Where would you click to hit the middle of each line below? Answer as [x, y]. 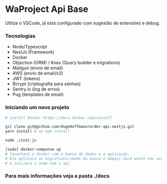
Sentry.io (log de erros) [36, 89]
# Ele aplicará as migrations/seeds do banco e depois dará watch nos [80, 159]
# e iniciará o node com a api [38, 163]
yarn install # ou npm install [38, 131]
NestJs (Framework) [33, 52]
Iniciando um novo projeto [37, 107]
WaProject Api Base [47, 9]
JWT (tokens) [26, 79]
